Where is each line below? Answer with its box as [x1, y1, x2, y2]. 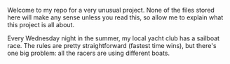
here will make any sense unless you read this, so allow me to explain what [7, 13, 224, 22]
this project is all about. [7, 21, 75, 29]
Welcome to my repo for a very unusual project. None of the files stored [7, 6, 215, 14]
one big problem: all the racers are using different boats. [7, 49, 170, 57]
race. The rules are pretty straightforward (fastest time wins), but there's [7, 42, 217, 49]
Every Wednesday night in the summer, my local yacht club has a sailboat [7, 34, 219, 42]
